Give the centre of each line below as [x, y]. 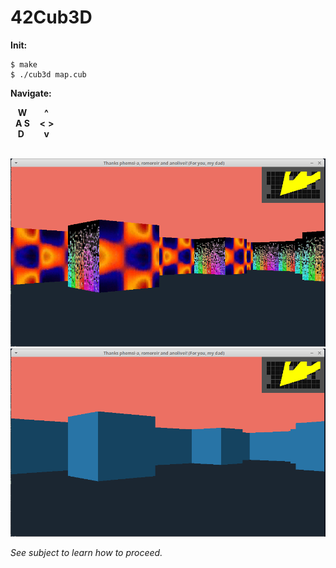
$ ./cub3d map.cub [48, 74]
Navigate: [31, 93]
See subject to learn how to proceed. [86, 552]
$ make [24, 64]
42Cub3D [51, 17]
